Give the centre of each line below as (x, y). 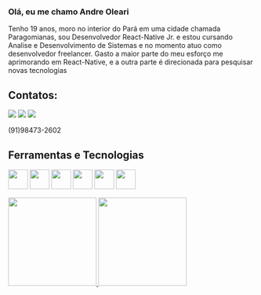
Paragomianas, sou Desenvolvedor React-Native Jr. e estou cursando (121, 37)
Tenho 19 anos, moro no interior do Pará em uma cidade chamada (114, 29)
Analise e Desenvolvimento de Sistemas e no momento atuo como (115, 46)
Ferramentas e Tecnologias (76, 155)
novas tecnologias (38, 71)
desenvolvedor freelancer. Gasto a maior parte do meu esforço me (116, 54)
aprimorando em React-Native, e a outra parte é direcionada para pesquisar (130, 62)
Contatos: (33, 95)
